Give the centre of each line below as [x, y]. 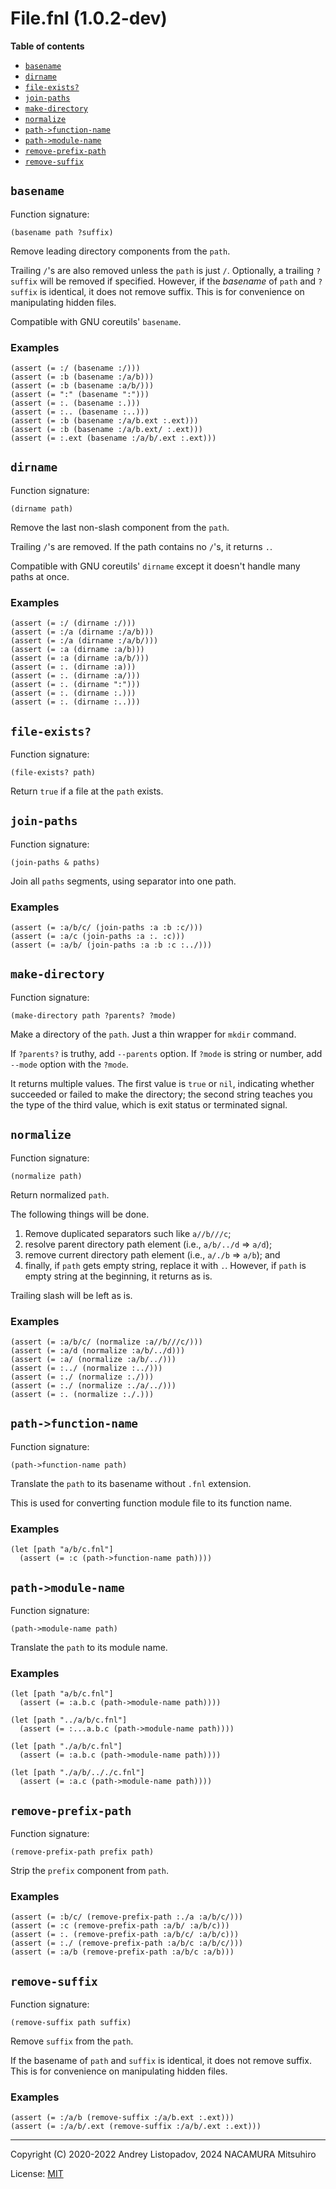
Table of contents [47, 46]
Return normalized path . [60, 1194]
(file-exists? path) [53, 772]
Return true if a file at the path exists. [87, 791]
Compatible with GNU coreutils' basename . [96, 321]
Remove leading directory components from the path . [120, 251]
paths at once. [40, 576]
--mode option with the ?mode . [69, 1064]
